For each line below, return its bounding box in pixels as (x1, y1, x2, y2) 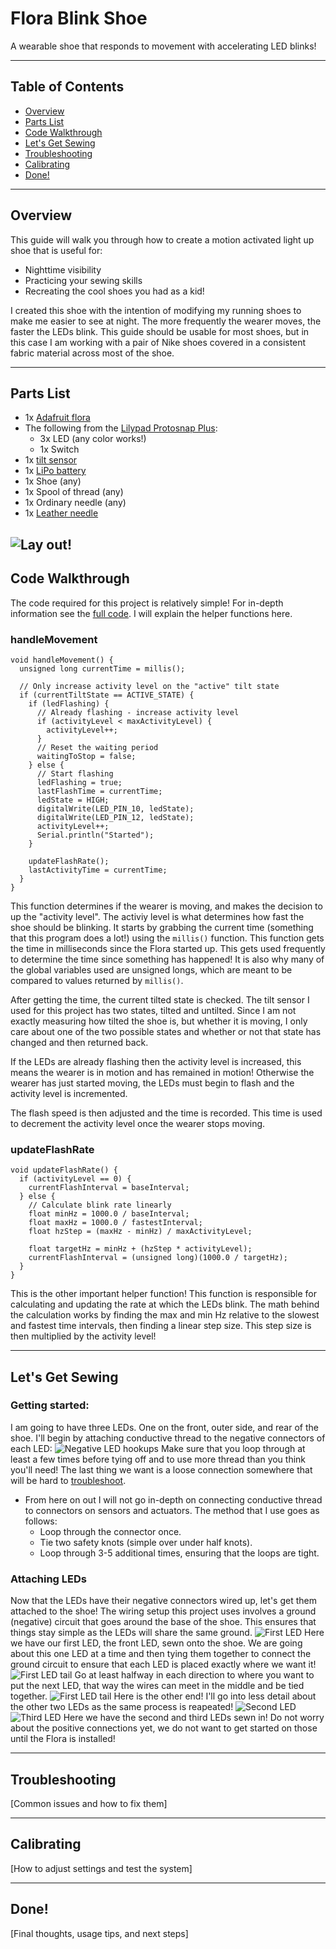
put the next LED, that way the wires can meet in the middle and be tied (10, 1680, 305, 1692)
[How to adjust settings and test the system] (10, 1862, 193, 1874)
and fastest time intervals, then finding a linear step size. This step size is (10, 1320, 312, 1332)
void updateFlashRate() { (10, 1165, 118, 1176)
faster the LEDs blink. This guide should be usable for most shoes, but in (10, 325, 310, 337)
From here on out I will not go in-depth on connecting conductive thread (24, 1493, 323, 1506)
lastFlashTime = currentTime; (36, 786, 163, 796)
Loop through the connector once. (39, 1525, 182, 1537)
